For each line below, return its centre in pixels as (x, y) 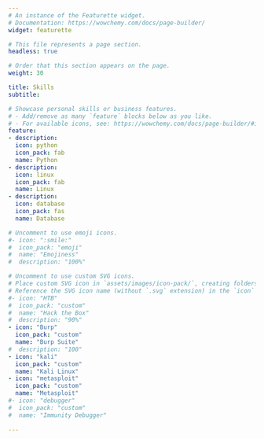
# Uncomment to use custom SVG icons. (71, 276)
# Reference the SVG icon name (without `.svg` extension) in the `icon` (132, 291)
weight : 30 (26, 73)
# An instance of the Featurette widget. (77, 15)
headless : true (33, 52)
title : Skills (31, 87)
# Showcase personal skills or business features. (93, 109)
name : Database (40, 218)
